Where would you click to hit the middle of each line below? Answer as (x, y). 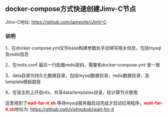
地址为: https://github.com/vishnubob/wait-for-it (64, 109)
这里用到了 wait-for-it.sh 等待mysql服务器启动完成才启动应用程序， (75, 103)
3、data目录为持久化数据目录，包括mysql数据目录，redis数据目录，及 (77, 75)
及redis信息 (17, 54)
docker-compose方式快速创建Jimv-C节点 (71, 9)
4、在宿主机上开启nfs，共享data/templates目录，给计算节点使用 (71, 92)
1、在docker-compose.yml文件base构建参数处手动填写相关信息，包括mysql (83, 48)
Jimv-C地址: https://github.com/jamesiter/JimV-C (56, 22)
